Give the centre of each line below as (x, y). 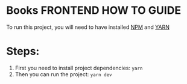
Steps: (23, 51)
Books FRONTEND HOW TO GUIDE (94, 10)
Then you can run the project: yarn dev (63, 74)
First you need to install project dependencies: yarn (79, 68)
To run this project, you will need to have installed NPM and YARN (88, 27)
